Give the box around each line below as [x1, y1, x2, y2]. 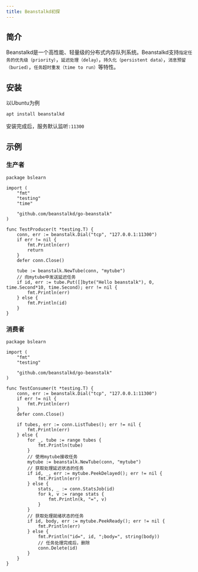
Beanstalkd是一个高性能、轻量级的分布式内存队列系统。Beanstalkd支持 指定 [6, 49, 188, 56]
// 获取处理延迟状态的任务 [27, 466, 84, 471]
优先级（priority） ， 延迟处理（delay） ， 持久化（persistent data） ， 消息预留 [14, 56, 186, 63]
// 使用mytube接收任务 [27, 454, 78, 460]
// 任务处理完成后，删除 [37, 540, 90, 546]
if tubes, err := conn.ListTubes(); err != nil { [17, 422, 142, 428]
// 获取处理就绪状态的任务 [27, 513, 84, 519]
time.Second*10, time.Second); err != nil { [6, 285, 118, 290]
